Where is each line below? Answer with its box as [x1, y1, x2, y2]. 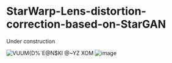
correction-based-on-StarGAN [6, 17, 167, 31]
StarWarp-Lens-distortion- [6, 4, 146, 18]
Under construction [6, 37, 56, 45]
